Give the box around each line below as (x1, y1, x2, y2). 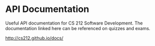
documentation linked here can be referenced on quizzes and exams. (5, 25, 151, 31)
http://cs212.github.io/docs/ (5, 35, 64, 41)
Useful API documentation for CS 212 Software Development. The (5, 20, 143, 26)
